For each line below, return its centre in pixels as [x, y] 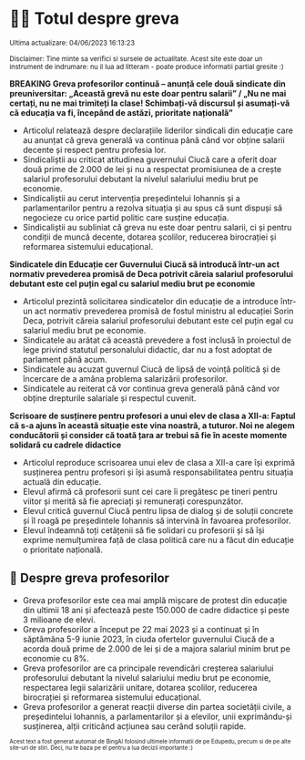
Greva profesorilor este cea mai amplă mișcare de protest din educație [155, 600]
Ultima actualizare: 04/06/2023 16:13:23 [72, 43]
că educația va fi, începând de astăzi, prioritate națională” [122, 112]
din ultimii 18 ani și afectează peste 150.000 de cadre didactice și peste [156, 610]
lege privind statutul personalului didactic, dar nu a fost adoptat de [147, 349]
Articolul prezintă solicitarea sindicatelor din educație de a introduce [151, 301]
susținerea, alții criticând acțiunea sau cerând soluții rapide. [134, 726]
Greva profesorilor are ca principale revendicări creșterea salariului [148, 668]
